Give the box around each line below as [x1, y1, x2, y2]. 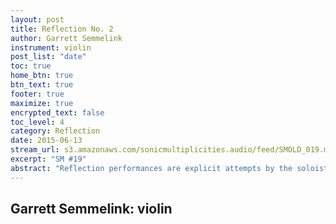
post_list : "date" [10, 52, 87, 62]
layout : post [10, 14, 65, 25]
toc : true [10, 61, 52, 71]
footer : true [10, 89, 65, 99]
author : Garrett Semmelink [10, 33, 123, 43]
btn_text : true [10, 80, 74, 90]
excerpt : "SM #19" [10, 154, 87, 164]
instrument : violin [10, 42, 92, 53]
